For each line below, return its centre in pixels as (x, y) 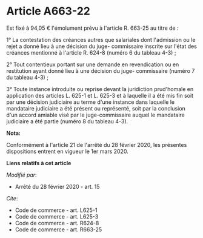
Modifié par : (22, 175)
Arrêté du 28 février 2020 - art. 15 (57, 186)
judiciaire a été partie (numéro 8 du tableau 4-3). (67, 121)
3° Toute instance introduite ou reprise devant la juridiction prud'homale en (100, 89)
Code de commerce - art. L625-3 (57, 216)
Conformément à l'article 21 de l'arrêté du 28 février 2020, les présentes (97, 144)
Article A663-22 (48, 11)
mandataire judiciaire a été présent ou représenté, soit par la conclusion (96, 108)
